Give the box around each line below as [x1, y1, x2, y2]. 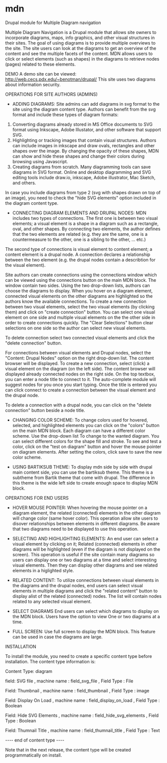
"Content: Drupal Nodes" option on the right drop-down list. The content [5, 355, 154, 361]
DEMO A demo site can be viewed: [5, 71, 77, 77]
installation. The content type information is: [5, 658, 96, 664]
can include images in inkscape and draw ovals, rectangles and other [12, 142, 155, 148]
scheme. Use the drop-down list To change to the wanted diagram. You [12, 433, 160, 439]
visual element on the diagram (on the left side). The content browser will [5, 365, 156, 371]
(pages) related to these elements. [5, 61, 76, 67]
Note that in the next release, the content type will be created [5, 746, 131, 752]
